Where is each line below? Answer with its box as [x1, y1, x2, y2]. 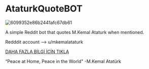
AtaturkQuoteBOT [5, 3, 83, 14]
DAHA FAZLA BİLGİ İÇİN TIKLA [5, 48, 69, 54]
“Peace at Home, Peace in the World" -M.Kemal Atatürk [5, 58, 122, 64]
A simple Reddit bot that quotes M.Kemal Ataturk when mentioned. [5, 29, 144, 35]
